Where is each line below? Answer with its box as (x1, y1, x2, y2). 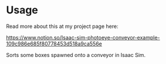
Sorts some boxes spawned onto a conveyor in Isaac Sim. (6, 51, 146, 58)
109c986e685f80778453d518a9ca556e (6, 40, 103, 47)
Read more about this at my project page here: (6, 23, 118, 30)
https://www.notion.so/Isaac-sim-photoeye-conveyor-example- (6, 34, 160, 41)
